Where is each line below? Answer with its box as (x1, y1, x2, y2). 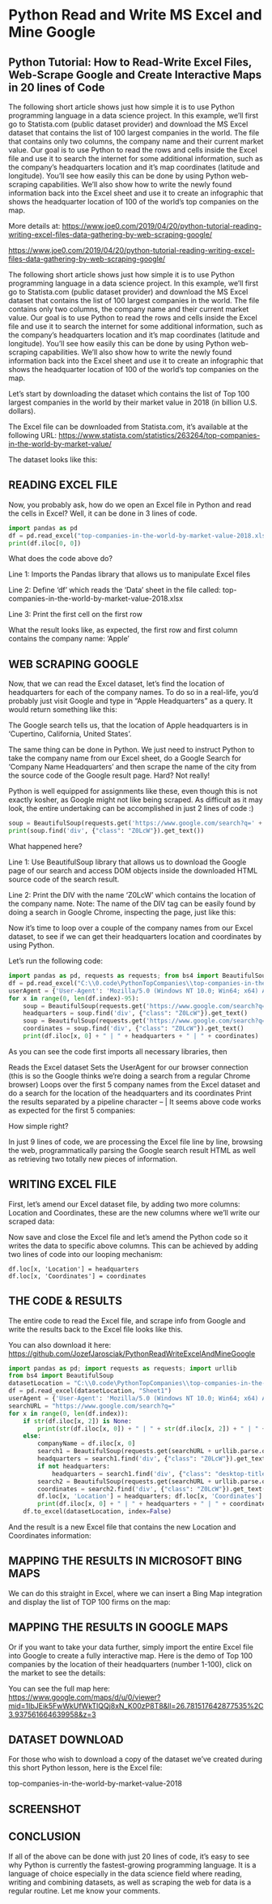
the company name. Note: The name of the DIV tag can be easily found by (8, 898, 257, 908)
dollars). (8, 406, 36, 415)
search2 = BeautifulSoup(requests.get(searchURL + (37, 1477, 212, 1486)
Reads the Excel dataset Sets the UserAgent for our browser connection (8, 1062, 249, 1072)
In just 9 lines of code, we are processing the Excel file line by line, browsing (8, 1137, 263, 1147)
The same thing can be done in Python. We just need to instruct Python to (8, 744, 255, 755)
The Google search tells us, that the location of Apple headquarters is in (8, 720, 249, 731)
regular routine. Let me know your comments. (8, 1885, 160, 1895)
